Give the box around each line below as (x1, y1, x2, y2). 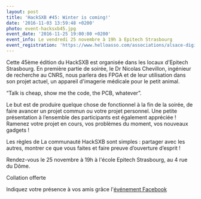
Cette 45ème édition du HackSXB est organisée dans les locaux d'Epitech (6, 58, 188, 66)
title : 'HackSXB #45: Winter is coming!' (6, 14, 111, 20)
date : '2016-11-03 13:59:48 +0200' (6, 20, 95, 26)
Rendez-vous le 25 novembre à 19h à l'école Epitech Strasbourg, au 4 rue (6, 156, 188, 163)
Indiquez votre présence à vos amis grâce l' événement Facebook (6, 185, 167, 192)
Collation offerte (6, 174, 46, 181)
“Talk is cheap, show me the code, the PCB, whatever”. (6, 89, 142, 97)
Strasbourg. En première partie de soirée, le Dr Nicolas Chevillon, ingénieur (6, 65, 191, 72)
